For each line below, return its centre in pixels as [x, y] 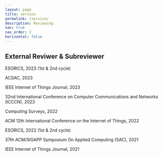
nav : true [15, 28]
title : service [20, 14]
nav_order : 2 [18, 32]
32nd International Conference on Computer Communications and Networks [81, 97]
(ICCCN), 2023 [20, 102]
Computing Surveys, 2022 [31, 111]
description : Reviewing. [30, 23]
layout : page [18, 10]
